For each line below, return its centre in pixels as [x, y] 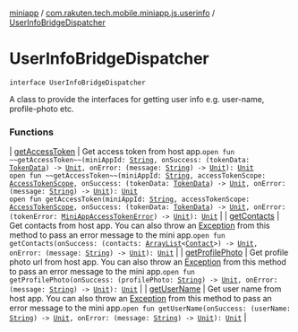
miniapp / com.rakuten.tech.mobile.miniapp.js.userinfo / [112, 13]
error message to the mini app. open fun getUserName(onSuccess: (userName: [150, 308]
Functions [31, 132]
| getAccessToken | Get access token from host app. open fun [122, 152]
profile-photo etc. [42, 109]
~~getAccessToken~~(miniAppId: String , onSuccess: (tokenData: [130, 161]
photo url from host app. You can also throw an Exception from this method [148, 262]
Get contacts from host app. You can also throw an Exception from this [140, 226]
